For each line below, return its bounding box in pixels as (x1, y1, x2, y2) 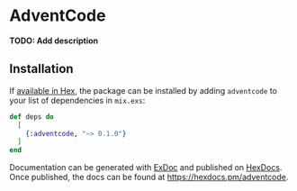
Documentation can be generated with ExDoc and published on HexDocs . (9, 162, 283, 173)
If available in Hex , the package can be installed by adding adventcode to (9, 85, 277, 95)
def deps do (9, 112, 54, 122)
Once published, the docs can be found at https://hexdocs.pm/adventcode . (9, 172, 289, 183)
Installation (9, 61, 74, 77)
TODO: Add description (9, 35, 99, 46)
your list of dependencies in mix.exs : (9, 95, 146, 105)
